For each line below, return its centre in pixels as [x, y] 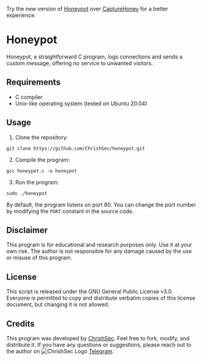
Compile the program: [42, 159]
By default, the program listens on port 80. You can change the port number [101, 205]
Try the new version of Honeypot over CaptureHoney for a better [87, 9]
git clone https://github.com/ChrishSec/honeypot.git [76, 149]
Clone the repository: [42, 137]
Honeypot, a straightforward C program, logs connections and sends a [95, 57]
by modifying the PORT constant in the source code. [70, 211]
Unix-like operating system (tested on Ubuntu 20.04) [81, 103]
